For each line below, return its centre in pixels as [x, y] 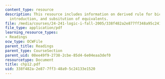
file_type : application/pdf [34, 28]
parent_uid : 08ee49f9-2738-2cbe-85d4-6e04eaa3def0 [58, 55]
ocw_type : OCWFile [24, 42]
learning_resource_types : [31, 32]
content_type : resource [29, 10]
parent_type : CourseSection [34, 51]
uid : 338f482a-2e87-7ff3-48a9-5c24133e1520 [50, 69]
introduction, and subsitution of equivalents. [59, 19]
